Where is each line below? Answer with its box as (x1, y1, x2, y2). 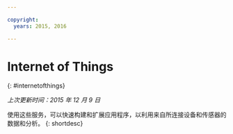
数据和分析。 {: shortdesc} (7, 119, 83, 128)
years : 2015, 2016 (13, 22, 67, 30)
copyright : (7, 16, 39, 23)
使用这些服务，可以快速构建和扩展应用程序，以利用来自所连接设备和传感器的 (7, 110, 227, 119)
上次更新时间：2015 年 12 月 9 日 (7, 96, 101, 104)
